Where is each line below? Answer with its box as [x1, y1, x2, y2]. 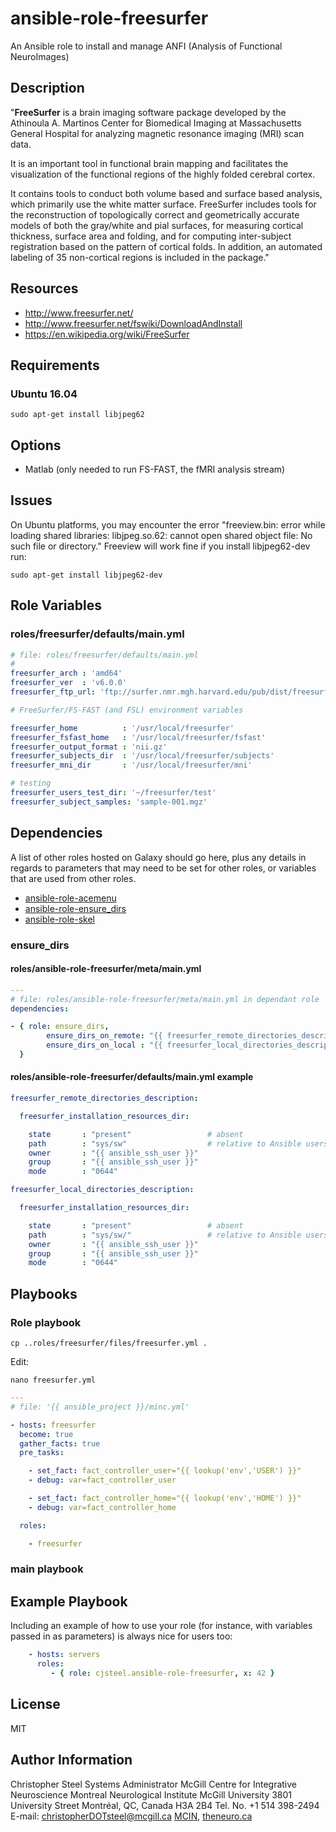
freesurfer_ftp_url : [10, 687, 97, 697]
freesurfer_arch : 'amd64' [10, 668, 123, 679]
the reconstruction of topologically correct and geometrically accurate [10, 208, 300, 221]
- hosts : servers [28, 1650, 101, 1660]
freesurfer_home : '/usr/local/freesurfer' [10, 723, 235, 733]
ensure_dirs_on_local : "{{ [46, 1040, 163, 1051]
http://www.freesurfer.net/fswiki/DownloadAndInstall [24, 317, 243, 329]
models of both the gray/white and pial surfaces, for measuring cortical [10, 219, 304, 231]
